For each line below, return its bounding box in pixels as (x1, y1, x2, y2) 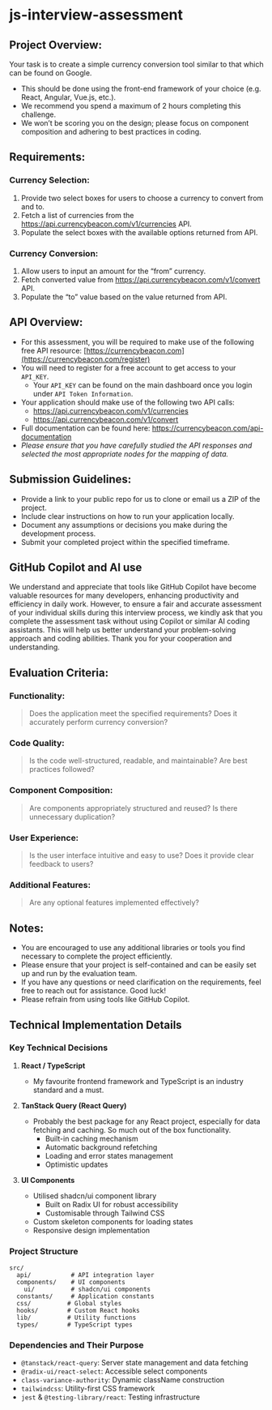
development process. (20, 529, 96, 538)
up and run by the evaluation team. (20, 969, 138, 979)
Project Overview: (9, 38, 102, 52)
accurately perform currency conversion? (28, 718, 168, 727)
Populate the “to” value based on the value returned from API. (20, 292, 227, 302)
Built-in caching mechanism (45, 1134, 138, 1143)
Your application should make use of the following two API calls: (20, 397, 236, 407)
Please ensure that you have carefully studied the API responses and (20, 440, 253, 450)
